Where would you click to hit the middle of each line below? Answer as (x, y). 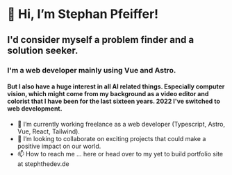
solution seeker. (43, 50)
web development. (35, 109)
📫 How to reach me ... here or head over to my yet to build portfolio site (120, 154)
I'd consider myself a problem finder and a (101, 40)
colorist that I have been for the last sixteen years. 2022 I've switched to (114, 101)
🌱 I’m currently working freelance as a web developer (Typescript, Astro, (121, 124)
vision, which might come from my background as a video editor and (108, 94)
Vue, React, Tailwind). (48, 131)
